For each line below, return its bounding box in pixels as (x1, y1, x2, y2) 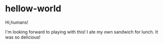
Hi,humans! (5, 19, 29, 25)
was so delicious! (5, 34, 41, 40)
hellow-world (5, 3, 61, 14)
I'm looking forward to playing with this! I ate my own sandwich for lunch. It (5, 29, 159, 35)
